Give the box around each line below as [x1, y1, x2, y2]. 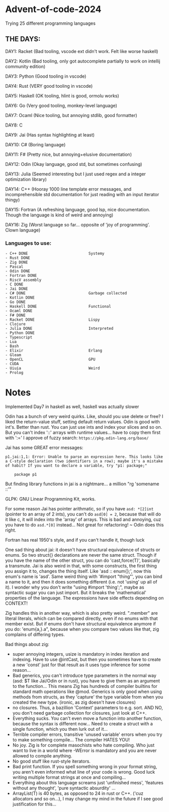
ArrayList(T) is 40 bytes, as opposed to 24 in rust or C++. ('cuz [12, 790, 143, 796]
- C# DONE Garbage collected [5, 291, 127, 296]
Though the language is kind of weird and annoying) [5, 212, 114, 218]
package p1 [14, 472, 37, 477]
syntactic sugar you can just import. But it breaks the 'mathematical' [5, 589, 147, 596]
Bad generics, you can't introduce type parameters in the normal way [12, 672, 157, 678]
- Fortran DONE [5, 273, 37, 278]
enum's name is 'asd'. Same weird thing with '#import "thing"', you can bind [5, 573, 162, 579]
